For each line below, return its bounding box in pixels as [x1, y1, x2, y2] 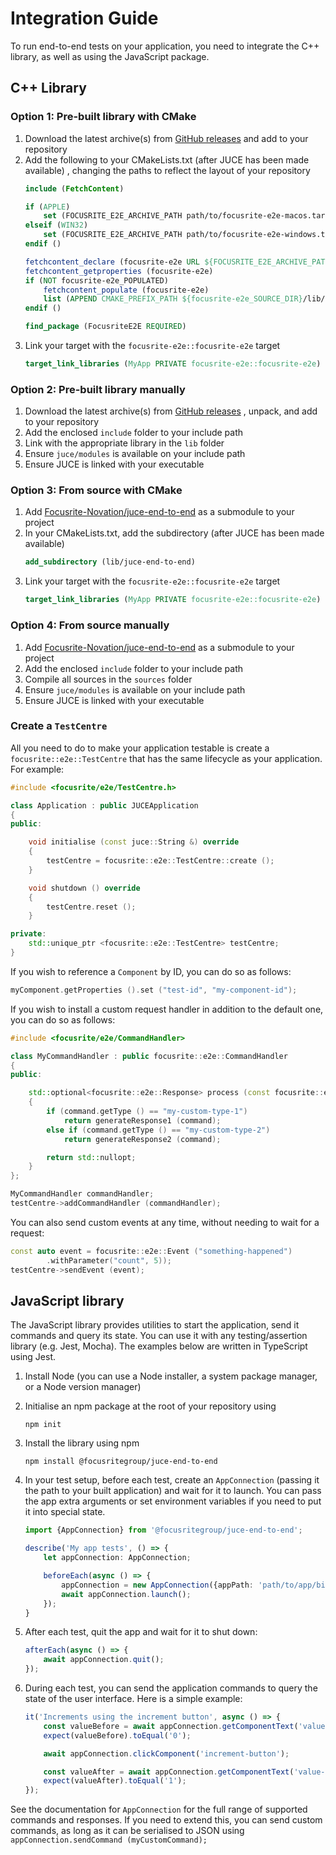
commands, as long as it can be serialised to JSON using [10, 1825, 245, 1837]
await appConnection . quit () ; [43, 1655, 165, 1665]
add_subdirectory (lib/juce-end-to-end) [24, 557, 196, 567]
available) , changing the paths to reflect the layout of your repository [24, 164, 311, 176]
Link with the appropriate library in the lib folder [24, 437, 225, 449]
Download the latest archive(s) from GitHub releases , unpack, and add [24, 405, 318, 417]
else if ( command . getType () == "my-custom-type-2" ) [46, 1125, 271, 1135]
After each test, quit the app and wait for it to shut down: [24, 1626, 258, 1638]
